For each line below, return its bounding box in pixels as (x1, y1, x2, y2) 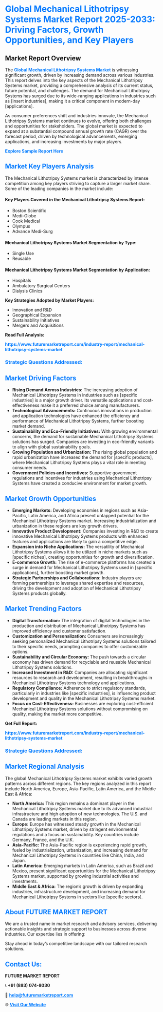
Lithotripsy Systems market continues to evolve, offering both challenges (5, 118, 152, 124)
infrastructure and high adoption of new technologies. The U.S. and (12, 811, 147, 817)
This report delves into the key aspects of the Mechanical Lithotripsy (5, 77, 143, 83)
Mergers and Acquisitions (12, 322, 64, 328)
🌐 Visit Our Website (5, 1002, 46, 1008)
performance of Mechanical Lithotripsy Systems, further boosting (12, 418, 144, 424)
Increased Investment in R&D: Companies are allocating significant (12, 669, 148, 675)
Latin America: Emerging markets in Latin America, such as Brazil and (12, 863, 153, 868)
